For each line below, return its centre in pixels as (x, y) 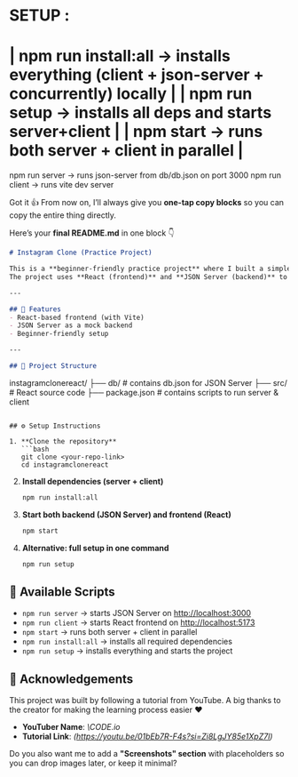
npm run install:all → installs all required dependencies (127, 642)
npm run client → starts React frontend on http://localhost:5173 (138, 622)
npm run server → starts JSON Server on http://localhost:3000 (136, 613)
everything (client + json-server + (137, 75)
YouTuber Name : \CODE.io (71, 727)
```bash (35, 449)
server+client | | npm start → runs (136, 132)
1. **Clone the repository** (63, 441)
